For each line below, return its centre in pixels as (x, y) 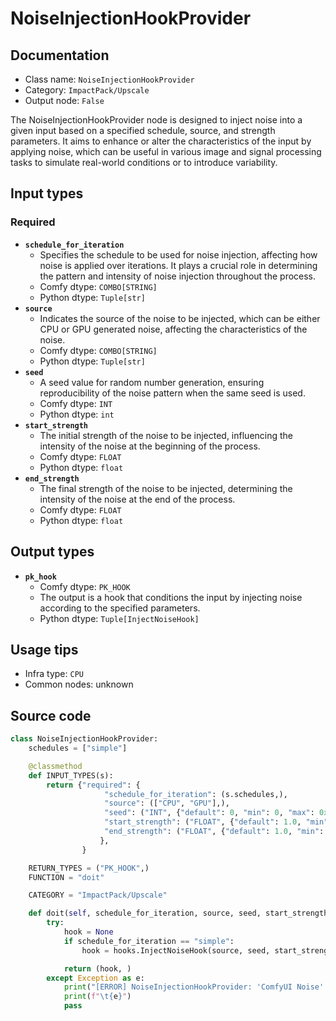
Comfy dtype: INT (76, 403)
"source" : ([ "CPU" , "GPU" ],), (167, 803)
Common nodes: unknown (79, 684)
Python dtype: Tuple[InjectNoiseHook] (119, 618)
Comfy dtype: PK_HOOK (85, 586)
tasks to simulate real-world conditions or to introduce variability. (144, 162)
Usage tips (44, 649)
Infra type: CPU (54, 674)
